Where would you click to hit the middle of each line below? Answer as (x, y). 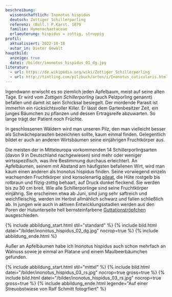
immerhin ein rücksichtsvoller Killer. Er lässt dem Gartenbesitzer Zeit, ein (82, 108)
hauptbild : (17, 53)
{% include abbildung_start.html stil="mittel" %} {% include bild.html (78, 267)
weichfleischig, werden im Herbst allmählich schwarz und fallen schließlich (84, 199)
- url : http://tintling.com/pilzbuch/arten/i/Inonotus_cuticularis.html (89, 77)
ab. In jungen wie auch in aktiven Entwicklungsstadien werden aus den (80, 204)
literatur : (17, 67)
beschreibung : (20, 10)
